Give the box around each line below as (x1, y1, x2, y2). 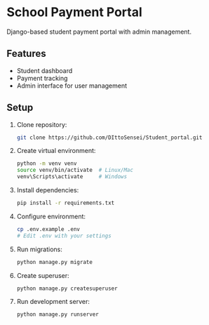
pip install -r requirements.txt (16, 199, 115, 207)
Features (6, 48, 46, 60)
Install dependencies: (16, 186, 79, 194)
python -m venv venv (16, 160, 77, 167)
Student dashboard (16, 66, 73, 74)
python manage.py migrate (16, 258, 93, 265)
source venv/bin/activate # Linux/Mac (16, 166, 134, 174)
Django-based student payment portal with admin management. (6, 27, 192, 36)
